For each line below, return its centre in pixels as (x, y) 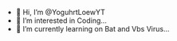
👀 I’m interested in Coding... (61, 20)
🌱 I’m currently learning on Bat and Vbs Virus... (92, 29)
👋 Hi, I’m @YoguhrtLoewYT (61, 12)
